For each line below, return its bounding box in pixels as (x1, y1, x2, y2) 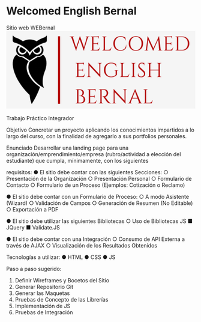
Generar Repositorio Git (14, 283, 74, 290)
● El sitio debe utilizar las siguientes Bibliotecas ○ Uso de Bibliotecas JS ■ (6, 217, 193, 225)
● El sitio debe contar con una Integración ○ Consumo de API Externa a (6, 235, 185, 243)
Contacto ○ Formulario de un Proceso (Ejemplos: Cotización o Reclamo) (6, 181, 185, 189)
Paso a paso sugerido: (6, 265, 62, 272)
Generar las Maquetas (14, 290, 70, 297)
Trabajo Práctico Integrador (6, 114, 74, 121)
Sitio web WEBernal (6, 24, 55, 31)
